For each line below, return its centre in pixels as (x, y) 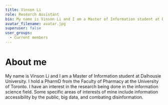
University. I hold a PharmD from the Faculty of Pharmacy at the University (82, 81)
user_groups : (19, 33)
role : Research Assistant (32, 14)
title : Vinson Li (23, 10)
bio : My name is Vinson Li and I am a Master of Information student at (82, 19)
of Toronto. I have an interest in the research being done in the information (82, 86)
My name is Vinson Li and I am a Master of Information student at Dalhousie (83, 76)
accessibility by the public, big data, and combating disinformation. (74, 97)
